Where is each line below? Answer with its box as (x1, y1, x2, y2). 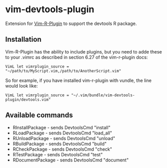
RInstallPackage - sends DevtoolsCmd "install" (12, 124, 111, 130)
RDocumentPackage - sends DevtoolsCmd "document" (12, 157, 129, 163)
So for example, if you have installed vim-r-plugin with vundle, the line (5, 77, 152, 83)
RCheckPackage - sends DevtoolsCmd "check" (12, 146, 113, 152)
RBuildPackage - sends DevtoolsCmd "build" (12, 141, 107, 147)
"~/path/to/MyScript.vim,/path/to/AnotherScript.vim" (5, 68, 122, 73)
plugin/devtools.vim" (5, 97, 51, 102)
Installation (5, 35, 42, 44)
